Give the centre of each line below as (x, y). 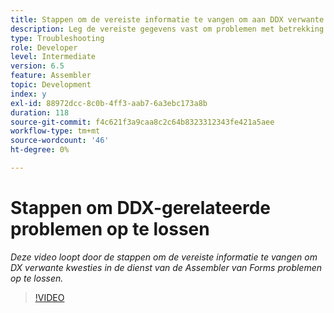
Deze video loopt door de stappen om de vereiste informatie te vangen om (164, 257)
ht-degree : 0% (40, 150)
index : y (28, 94)
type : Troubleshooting (57, 38)
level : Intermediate (53, 57)
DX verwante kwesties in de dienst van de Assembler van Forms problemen (166, 267)
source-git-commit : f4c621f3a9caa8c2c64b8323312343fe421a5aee (142, 122)
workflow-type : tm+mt (55, 131)
